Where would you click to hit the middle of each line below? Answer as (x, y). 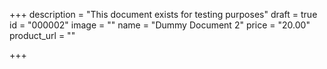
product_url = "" (42, 35)
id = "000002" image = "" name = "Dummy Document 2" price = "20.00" (160, 25)
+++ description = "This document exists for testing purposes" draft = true (163, 14)
